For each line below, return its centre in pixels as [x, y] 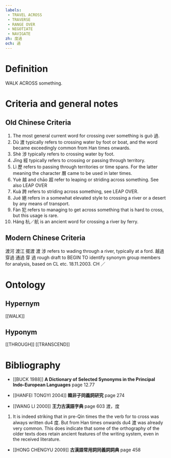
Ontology [26, 285]
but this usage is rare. [35, 215]
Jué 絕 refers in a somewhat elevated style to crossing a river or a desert [89, 197]
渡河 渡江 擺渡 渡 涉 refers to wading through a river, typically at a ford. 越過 [85, 251]
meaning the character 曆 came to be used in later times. [72, 173]
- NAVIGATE [19, 34]
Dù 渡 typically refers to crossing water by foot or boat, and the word [85, 142]
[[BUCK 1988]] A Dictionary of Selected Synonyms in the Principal [84, 380]
